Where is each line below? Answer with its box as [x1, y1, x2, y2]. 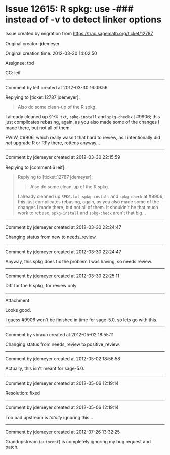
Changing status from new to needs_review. [5, 234, 97, 240]
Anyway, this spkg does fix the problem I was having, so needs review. [5, 258, 153, 264]
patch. [5, 444, 19, 450]
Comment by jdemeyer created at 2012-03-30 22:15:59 [5, 154, 120, 160]
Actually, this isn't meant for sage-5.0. [5, 365, 84, 371]
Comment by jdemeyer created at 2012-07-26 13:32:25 [5, 429, 120, 435]
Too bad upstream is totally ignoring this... [5, 414, 94, 420]
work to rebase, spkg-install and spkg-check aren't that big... [17, 210, 146, 216]
